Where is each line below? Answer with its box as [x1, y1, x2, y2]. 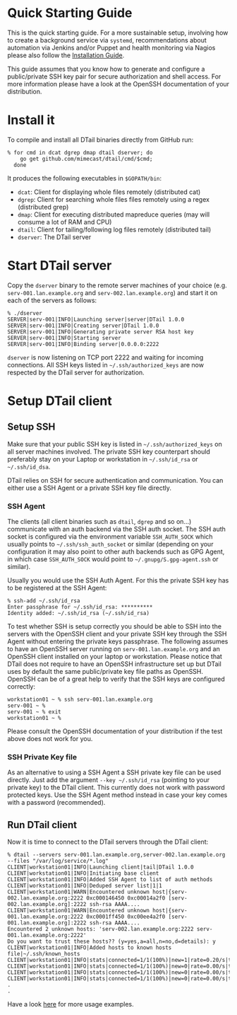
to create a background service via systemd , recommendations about [7, 35, 207, 44]
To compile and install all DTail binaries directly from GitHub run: [7, 135, 194, 144]
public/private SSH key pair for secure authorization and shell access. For [7, 72, 221, 81]
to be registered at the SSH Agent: [7, 584, 107, 592]
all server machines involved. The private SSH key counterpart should [7, 447, 210, 456]
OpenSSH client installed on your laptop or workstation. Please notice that [7, 653, 222, 661]
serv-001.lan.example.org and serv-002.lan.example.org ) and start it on [7, 288, 218, 297]
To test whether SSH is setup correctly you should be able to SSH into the [7, 622, 222, 631]
